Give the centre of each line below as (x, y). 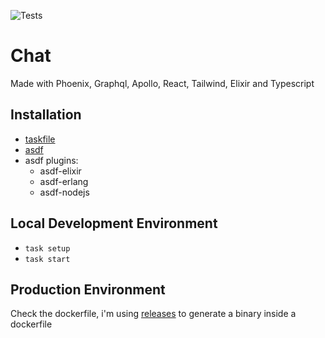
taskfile (40, 139)
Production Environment (88, 289)
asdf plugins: (51, 160)
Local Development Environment (114, 223)
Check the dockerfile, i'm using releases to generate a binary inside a (153, 314)
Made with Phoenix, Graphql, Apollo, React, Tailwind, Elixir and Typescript (162, 83)
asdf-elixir (60, 171)
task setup (47, 248)
